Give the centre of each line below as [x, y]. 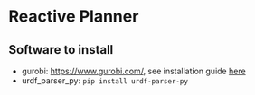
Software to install [61, 50]
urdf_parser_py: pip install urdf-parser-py [105, 81]
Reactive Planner [74, 17]
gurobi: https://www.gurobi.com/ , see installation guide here [133, 71]
